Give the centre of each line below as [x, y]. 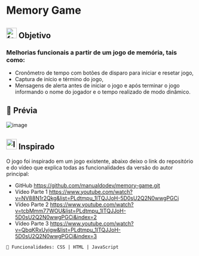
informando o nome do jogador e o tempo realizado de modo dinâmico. [103, 92]
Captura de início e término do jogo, [59, 79]
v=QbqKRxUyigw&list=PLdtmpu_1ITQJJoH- [68, 230]
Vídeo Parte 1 [31, 192]
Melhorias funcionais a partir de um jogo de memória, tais [92, 53]
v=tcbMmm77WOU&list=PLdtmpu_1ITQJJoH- [71, 211]
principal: [18, 174]
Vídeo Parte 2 [32, 204]
